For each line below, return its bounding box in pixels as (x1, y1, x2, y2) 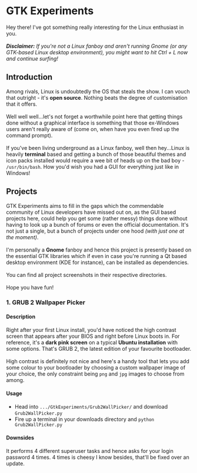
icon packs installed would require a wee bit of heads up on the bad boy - (6, 156, 185, 164)
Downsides (6, 434, 34, 441)
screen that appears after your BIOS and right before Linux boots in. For (6, 332, 180, 340)
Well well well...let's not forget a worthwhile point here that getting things (6, 113, 183, 120)
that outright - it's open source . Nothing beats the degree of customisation (6, 94, 188, 101)
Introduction (6, 72, 53, 82)
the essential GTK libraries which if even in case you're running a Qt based (6, 252, 187, 259)
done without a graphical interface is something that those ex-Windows (6, 119, 179, 126)
